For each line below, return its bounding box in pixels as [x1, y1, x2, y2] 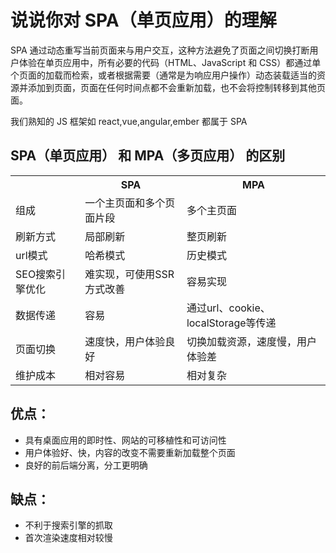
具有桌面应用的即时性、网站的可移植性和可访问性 [24, 434, 227, 446]
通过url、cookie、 [186, 301, 271, 315]
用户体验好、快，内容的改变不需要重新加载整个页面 [24, 446, 236, 458]
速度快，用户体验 [84, 334, 166, 348]
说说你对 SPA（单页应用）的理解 [10, 9, 277, 32]
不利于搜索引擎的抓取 [24, 519, 113, 531]
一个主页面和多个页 [84, 196, 176, 210]
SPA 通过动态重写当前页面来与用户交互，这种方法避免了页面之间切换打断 [10, 44, 310, 56]
